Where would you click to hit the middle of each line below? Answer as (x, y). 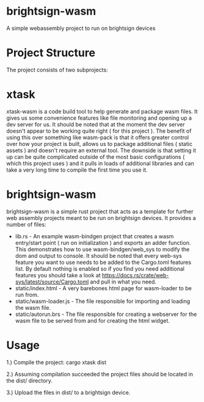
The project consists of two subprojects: (57, 70)
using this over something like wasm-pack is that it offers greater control (98, 137)
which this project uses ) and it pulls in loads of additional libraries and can (100, 163)
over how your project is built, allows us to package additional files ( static (99, 144)
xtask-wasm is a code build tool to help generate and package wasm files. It (102, 111)
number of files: (26, 224)
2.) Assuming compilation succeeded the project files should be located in (100, 374)
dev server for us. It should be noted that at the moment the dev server (96, 124)
